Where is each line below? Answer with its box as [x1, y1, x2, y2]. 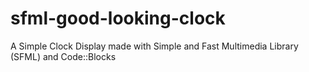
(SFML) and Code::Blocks [10, 50, 117, 62]
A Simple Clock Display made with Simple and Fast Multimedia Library [10, 40, 299, 52]
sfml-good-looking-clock [10, 7, 226, 30]
